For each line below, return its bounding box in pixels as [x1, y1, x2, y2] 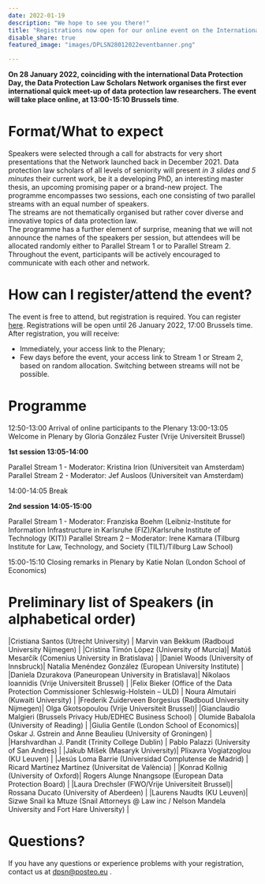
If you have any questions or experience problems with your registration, [8, 858, 244, 867]
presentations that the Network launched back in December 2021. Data [8, 157, 239, 167]
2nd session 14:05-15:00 [8, 501, 92, 510]
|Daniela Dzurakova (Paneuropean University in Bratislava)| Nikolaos [8, 670, 230, 679]
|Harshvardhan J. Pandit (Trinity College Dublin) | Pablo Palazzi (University [8, 737, 251, 746]
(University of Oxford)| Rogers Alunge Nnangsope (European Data [8, 771, 223, 780]
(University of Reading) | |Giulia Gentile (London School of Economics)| [8, 720, 240, 730]
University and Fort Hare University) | [8, 804, 130, 814]
